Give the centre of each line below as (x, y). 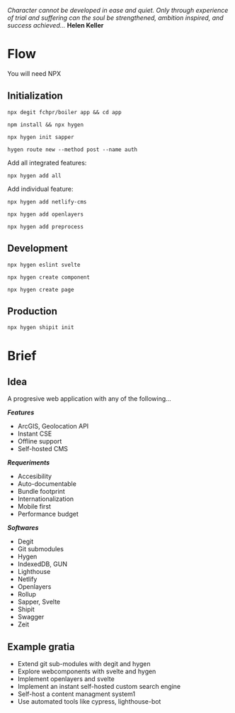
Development (38, 249)
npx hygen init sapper (41, 137)
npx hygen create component (49, 277)
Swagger (31, 617)
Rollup (27, 595)
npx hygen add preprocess (45, 226)
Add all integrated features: (47, 162)
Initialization (35, 96)
